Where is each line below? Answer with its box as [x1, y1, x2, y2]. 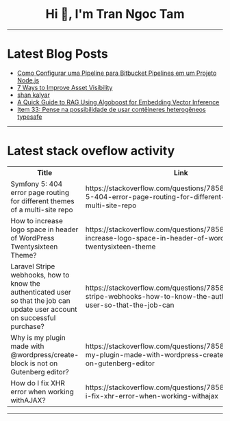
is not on [29, 359, 58, 368]
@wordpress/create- [10, 350, 79, 359]
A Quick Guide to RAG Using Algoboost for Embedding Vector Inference [16, 98, 220, 106]
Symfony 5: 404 [10, 179, 63, 188]
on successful [10, 312, 56, 322]
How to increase [10, 216, 64, 225]
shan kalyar [16, 91, 50, 99]
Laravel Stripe [10, 261, 55, 271]
